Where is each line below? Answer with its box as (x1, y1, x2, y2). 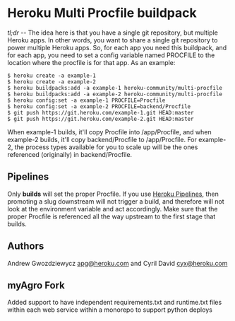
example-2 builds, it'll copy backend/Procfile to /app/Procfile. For (7, 135, 198, 144)
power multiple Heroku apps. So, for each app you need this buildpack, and (7, 43, 227, 52)
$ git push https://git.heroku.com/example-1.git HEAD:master (7, 109, 194, 116)
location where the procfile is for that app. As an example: (7, 58, 176, 66)
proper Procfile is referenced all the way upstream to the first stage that (7, 212, 216, 221)
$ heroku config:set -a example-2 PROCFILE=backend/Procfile (7, 103, 191, 110)
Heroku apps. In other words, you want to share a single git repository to (7, 35, 218, 44)
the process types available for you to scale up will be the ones (14, 143, 198, 151)
